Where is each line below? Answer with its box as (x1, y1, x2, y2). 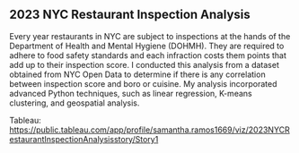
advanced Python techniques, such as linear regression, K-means (9, 88, 253, 98)
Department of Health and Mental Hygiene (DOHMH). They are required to (9, 40, 285, 51)
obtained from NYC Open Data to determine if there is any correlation (9, 69, 267, 80)
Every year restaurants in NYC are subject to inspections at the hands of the (9, 30, 291, 41)
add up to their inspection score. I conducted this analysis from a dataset (9, 59, 280, 70)
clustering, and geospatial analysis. (9, 98, 140, 108)
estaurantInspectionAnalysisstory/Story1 (9, 133, 159, 144)
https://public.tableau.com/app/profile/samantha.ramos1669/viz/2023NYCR (9, 124, 290, 135)
